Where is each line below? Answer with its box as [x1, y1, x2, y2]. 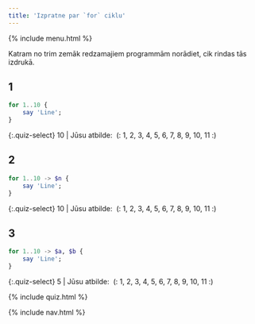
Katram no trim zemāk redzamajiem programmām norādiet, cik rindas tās [8, 48, 247, 58]
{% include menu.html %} [8, 33, 93, 43]
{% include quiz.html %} [8, 291, 88, 302]
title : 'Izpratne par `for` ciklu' [8, 11, 126, 20]
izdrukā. [8, 57, 35, 67]
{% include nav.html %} [8, 307, 86, 317]
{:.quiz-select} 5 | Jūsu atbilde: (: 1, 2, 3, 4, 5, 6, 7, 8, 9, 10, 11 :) [8, 276, 214, 286]
